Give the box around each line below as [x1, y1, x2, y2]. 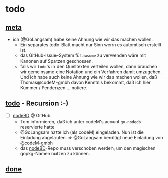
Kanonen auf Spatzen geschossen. [20, 58, 93, 64]
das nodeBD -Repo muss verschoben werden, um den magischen [20, 145, 156, 151]
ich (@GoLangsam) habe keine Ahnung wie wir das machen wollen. [12, 36, 153, 42]
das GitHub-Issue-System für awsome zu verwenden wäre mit [20, 52, 146, 58]
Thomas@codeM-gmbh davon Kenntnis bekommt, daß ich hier [20, 79, 151, 85]
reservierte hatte [20, 124, 55, 130]
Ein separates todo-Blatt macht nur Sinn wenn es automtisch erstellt [20, 42, 162, 48]
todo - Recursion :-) [5, 99, 69, 108]
